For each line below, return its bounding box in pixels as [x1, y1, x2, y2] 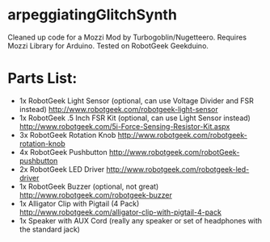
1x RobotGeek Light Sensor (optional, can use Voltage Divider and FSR [19, 95, 254, 106]
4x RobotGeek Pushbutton [19, 147, 108, 156]
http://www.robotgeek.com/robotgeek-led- [106, 164, 250, 174]
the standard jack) [19, 224, 80, 234]
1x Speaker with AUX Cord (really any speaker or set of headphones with [19, 215, 263, 225]
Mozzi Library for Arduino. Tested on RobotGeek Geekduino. [7, 40, 209, 50]
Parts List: [7, 69, 78, 88]
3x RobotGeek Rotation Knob [19, 130, 116, 140]
